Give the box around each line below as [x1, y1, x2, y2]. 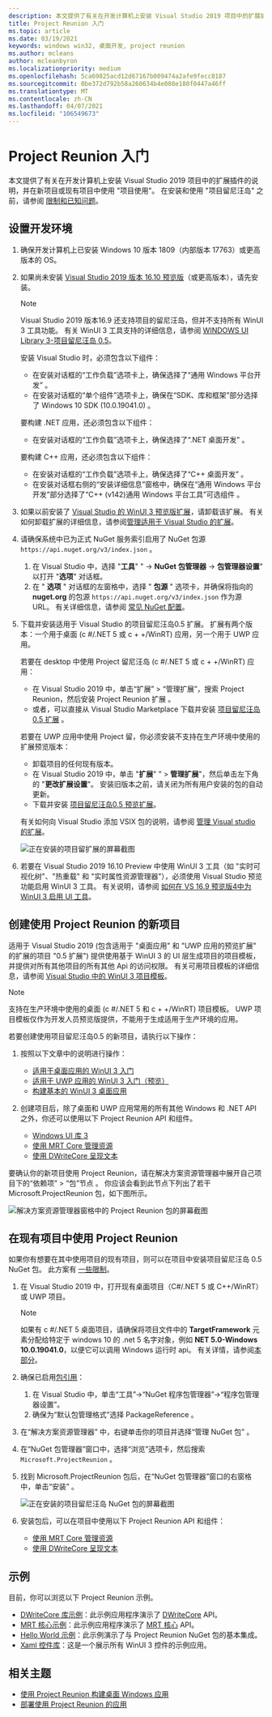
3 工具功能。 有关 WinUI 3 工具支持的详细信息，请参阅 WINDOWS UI [19, 325, 249, 335]
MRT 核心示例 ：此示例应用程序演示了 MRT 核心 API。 [19, 1620, 199, 1629]
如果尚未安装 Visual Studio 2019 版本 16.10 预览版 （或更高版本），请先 [19, 272, 252, 282]
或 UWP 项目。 [19, 1292, 70, 1301]
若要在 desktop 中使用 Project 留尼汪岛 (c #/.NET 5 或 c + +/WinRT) [19, 656, 245, 666]
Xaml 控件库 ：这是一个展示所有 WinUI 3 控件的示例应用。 [19, 1640, 212, 1650]
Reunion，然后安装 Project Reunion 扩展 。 [32, 694, 176, 703]
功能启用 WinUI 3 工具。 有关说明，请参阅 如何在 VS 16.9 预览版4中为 [19, 881, 252, 891]
